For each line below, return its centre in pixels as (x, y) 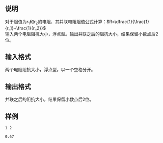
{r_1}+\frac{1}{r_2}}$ (26, 28)
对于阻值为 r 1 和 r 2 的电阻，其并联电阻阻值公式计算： (56, 22)
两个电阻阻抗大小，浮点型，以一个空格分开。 (50, 70)
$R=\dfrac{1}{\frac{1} (128, 22)
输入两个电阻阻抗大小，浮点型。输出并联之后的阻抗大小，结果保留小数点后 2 (82, 34)
